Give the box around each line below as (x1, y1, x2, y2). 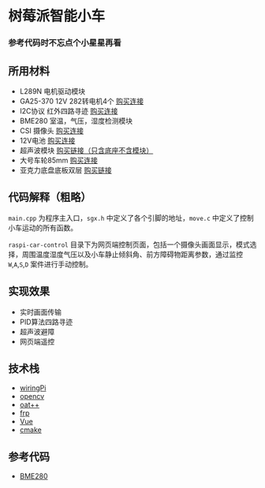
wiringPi (19, 383, 47, 393)
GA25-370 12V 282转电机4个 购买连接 (19, 96, 144, 106)
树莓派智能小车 (8, 7, 106, 25)
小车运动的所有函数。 (8, 222, 77, 233)
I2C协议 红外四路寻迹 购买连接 (19, 106, 118, 115)
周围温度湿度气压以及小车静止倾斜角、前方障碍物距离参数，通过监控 (21, 249, 243, 259)
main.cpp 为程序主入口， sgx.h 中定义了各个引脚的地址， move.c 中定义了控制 (8, 213, 254, 222)
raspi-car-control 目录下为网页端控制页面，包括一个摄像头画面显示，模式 (8, 240, 250, 249)
